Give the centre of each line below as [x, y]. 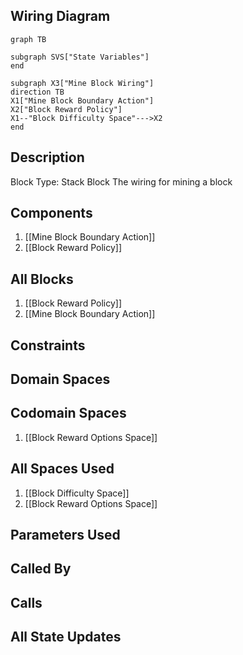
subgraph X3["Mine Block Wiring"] [82, 83]
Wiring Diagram [60, 16]
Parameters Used [65, 535]
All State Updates [66, 637]
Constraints [48, 345]
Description [47, 157]
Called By [41, 569]
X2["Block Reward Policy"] [66, 109]
